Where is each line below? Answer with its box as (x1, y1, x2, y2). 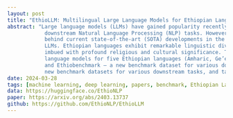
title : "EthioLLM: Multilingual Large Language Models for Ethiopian (7, 17, 213, 24)
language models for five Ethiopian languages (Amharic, (44, 56, 213, 62)
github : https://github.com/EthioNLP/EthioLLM (7, 101, 144, 108)
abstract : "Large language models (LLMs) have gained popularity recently (7, 23, 228, 30)
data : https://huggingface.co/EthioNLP (7, 87, 123, 94)
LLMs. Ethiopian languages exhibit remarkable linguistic (44, 42, 216, 49)
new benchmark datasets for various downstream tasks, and (44, 68, 218, 75)
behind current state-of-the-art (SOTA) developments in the (44, 36, 225, 43)
